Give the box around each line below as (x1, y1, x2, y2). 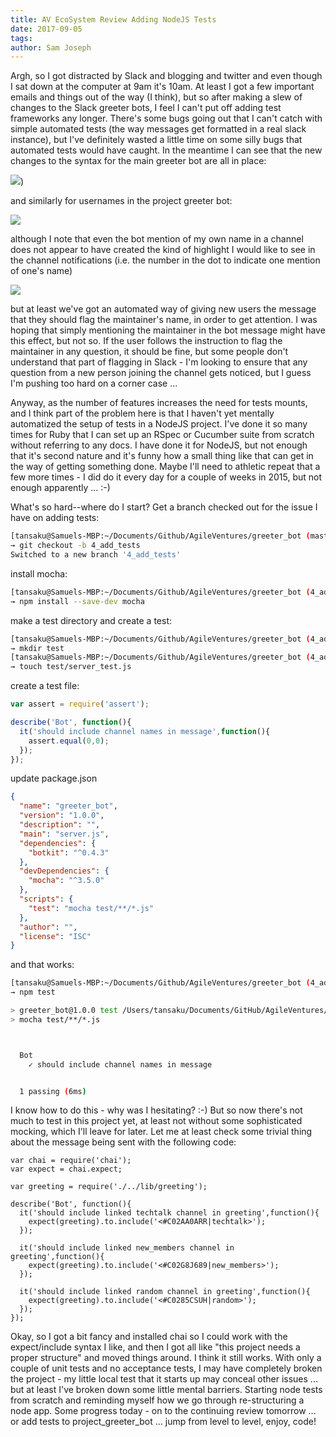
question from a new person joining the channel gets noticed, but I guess (10, 367, 312, 379)
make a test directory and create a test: (10, 614, 172, 626)
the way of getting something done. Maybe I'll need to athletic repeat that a (10, 461, 321, 473)
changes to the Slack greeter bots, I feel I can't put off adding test (10, 102, 282, 114)
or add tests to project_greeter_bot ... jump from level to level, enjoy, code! (10, 1416, 317, 1428)
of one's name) (10, 265, 73, 277)
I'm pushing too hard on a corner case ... (10, 377, 178, 390)
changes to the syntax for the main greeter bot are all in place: (10, 155, 267, 167)
